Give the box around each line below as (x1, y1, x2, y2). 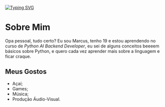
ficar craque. (5, 53, 31, 59)
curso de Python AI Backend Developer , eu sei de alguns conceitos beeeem (5, 43, 160, 49)
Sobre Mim (5, 22, 51, 33)
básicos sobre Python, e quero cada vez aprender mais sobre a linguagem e (5, 48, 160, 54)
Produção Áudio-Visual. (12, 96, 61, 102)
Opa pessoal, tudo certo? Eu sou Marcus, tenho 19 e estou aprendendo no (5, 38, 156, 43)
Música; (12, 91, 29, 97)
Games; (12, 86, 29, 91)
